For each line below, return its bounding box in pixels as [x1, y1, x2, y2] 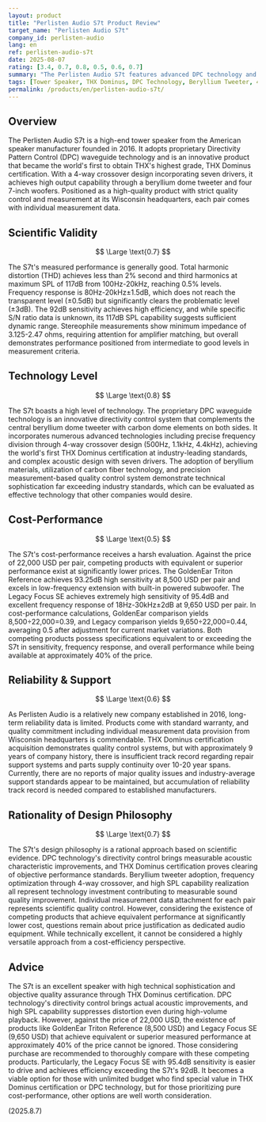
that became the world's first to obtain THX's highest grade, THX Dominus [8, 161, 252, 170]
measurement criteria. [8, 346, 81, 356]
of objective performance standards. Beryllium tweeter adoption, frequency [8, 870, 255, 880]
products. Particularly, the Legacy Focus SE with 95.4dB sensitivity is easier [8, 1057, 256, 1067]
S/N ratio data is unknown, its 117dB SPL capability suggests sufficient [8, 313, 237, 322]
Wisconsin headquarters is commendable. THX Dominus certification [8, 735, 234, 745]
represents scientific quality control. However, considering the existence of [8, 904, 253, 914]
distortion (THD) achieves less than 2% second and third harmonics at [8, 271, 237, 280]
